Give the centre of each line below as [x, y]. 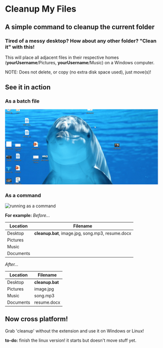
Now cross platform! [37, 319]
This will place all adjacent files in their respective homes [62, 57]
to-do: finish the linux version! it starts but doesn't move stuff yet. [71, 340]
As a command [23, 195]
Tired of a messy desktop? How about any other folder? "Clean [81, 41]
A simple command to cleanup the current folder [80, 27]
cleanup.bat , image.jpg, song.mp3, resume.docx [83, 233]
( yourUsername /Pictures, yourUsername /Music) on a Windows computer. [80, 62]
